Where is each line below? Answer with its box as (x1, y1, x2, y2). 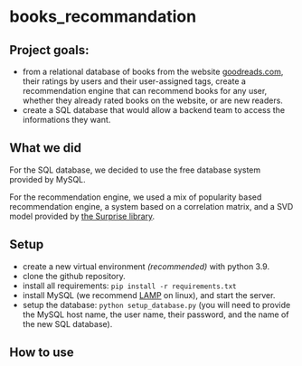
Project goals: (9, 42, 90, 58)
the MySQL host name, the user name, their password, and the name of (22, 309, 289, 320)
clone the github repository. (22, 270, 127, 281)
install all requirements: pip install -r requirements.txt (22, 280, 237, 291)
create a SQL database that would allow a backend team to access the (22, 105, 286, 115)
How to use (9, 345, 74, 361)
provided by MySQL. (9, 174, 86, 184)
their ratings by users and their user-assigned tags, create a (22, 76, 247, 87)
